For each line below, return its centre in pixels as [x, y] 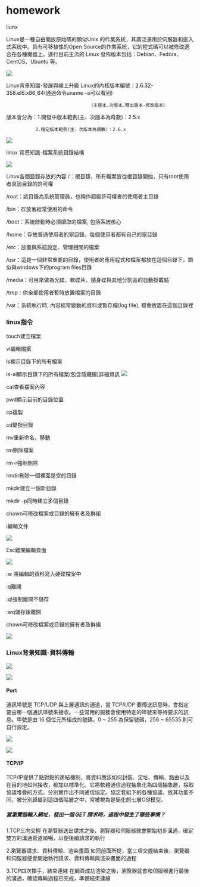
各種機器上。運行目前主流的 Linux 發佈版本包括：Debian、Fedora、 [99, 54]
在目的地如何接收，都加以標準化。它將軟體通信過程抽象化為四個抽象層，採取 [100, 784]
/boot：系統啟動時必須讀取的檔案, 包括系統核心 [64, 222]
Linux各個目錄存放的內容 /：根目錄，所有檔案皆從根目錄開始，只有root [92, 176]
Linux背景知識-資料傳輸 [40, 653]
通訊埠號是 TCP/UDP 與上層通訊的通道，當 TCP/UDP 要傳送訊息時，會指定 [98, 705]
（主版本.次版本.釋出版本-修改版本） [128, 105]
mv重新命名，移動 [28, 438]
